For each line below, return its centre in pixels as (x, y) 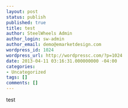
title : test (21, 28)
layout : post (22, 12)
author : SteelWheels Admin (39, 34)
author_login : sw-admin (35, 39)
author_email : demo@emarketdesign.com (54, 45)
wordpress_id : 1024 (30, 50)
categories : (21, 66)
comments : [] (22, 83)
